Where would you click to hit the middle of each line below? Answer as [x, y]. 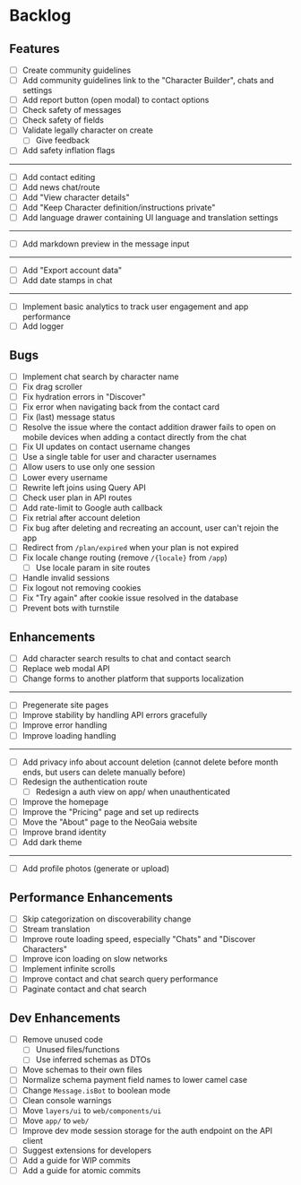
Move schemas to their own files [82, 1070]
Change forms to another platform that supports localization [133, 679]
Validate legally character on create [88, 130]
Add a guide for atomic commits [82, 1170]
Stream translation [56, 929]
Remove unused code [62, 1040]
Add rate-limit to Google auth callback [92, 507]
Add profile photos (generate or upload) [96, 869]
